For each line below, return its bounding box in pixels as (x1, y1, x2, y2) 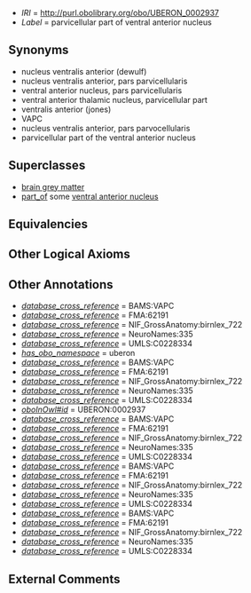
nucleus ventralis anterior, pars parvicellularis (20, 75, 188, 86)
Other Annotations (8, 277, 114, 292)
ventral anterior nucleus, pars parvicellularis (20, 84, 183, 96)
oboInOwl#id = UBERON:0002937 (20, 404, 146, 415)
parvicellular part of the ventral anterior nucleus (20, 132, 196, 143)
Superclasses (8, 158, 86, 173)
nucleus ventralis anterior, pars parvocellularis (20, 123, 191, 133)
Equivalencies (8, 217, 88, 232)
